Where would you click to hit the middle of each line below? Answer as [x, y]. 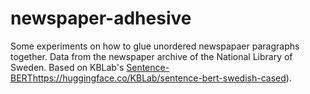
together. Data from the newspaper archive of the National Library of [151, 56]
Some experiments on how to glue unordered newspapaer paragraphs [155, 46]
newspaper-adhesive [101, 18]
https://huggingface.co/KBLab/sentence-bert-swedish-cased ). [162, 78]
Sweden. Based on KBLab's [67, 67]
